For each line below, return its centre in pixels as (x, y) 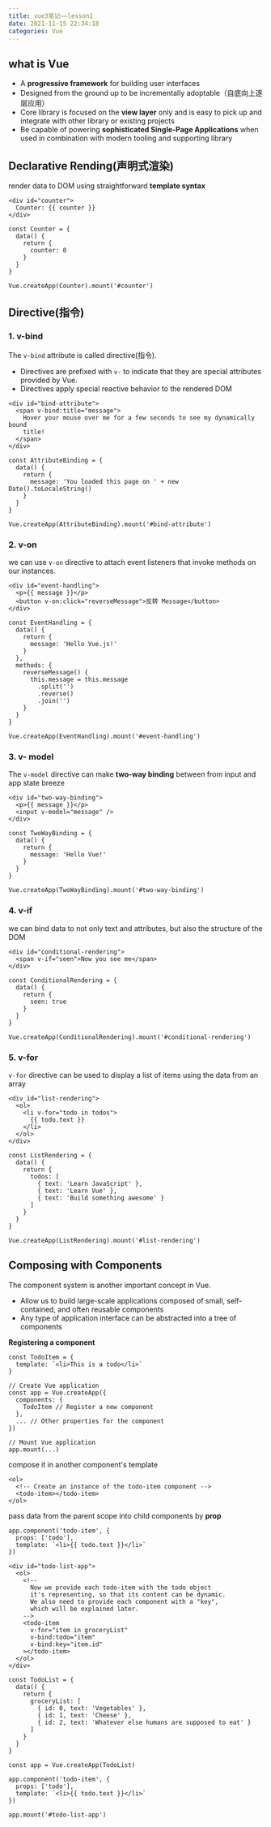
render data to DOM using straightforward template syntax (107, 186)
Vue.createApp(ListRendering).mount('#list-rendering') (104, 1240)
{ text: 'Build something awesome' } (101, 1198)
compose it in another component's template (83, 1464)
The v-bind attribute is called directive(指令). (83, 355)
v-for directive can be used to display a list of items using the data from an (133, 1075)
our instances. (32, 571)
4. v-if (21, 911)
